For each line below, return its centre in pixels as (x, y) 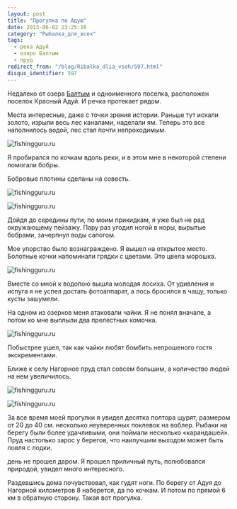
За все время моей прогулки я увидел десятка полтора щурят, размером (119, 417)
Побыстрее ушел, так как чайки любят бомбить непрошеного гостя (110, 347)
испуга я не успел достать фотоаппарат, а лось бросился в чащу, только (117, 291)
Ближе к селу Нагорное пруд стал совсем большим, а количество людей (118, 369)
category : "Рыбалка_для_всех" (52, 34)
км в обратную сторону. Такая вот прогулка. (75, 498)
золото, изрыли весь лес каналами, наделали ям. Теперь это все (106, 122)
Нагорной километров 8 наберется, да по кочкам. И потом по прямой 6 (117, 490)
